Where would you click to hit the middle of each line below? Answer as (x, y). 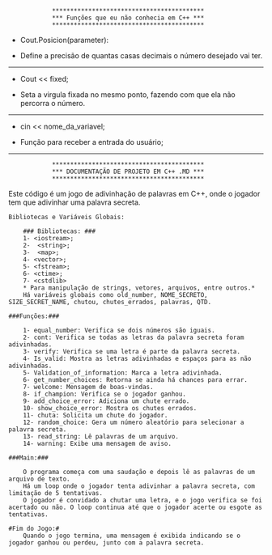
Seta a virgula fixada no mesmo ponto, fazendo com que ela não (128, 95)
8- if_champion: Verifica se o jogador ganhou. (104, 394)
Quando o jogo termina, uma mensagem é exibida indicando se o (132, 536)
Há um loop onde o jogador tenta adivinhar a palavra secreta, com (139, 486)
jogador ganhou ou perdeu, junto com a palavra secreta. (106, 543)
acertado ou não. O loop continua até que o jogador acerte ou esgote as (136, 507)
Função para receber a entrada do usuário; (91, 142)
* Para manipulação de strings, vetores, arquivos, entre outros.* (139, 288)
